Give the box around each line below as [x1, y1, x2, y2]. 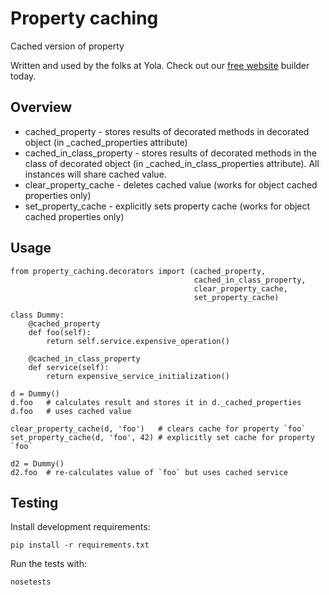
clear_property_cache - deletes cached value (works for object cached [24, 178, 318, 191]
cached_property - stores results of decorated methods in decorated [24, 125, 310, 137]
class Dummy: [10, 310, 65, 320]
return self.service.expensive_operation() [46, 336, 230, 346]
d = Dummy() [10, 388, 60, 399]
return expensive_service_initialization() [46, 371, 230, 381]
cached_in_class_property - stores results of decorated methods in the [24, 147, 317, 159]
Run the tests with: [10, 558, 87, 570]
